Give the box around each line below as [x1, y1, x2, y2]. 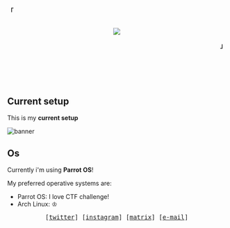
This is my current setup [7, 114, 79, 122]
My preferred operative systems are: [7, 179, 113, 188]
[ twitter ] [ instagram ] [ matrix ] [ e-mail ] [44, 213, 189, 221]
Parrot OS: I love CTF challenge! [17, 193, 110, 201]
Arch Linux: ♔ [17, 200, 58, 209]
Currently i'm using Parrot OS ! [7, 166, 94, 174]
